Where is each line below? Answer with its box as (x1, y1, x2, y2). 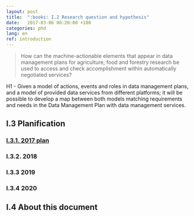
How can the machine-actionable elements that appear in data (20, 53, 173, 59)
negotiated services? (20, 72, 72, 78)
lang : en (6, 31, 28, 37)
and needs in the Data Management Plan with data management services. (6, 102, 186, 108)
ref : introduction (6, 36, 51, 42)
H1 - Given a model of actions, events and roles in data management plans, (6, 83, 189, 89)
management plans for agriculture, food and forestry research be (20, 59, 180, 66)
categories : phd (6, 25, 46, 31)
